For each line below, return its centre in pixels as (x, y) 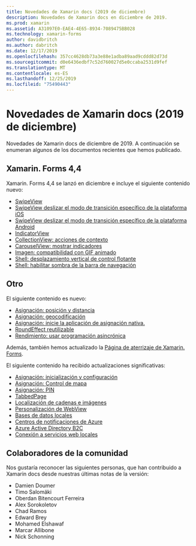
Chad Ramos (31, 511)
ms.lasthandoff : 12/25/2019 (41, 79)
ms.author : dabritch (32, 46)
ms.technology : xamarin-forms (44, 34)
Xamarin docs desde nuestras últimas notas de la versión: (78, 474)
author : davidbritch (32, 40)
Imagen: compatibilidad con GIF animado (66, 252)
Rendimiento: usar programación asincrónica (70, 335)
